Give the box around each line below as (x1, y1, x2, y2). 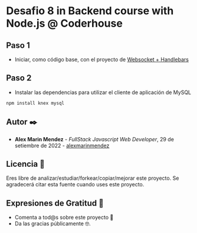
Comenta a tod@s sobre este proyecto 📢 (14, 214, 114, 221)
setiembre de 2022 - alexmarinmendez (14, 142, 110, 149)
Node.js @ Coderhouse (6, 17, 123, 30)
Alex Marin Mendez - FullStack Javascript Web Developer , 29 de (14, 135, 174, 143)
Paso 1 (6, 40, 31, 50)
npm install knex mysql (6, 100, 65, 106)
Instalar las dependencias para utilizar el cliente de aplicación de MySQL (14, 89, 192, 96)
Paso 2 (6, 73, 32, 83)
